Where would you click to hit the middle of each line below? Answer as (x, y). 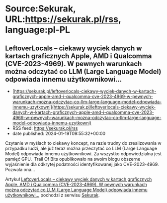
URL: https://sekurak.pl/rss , (63, 19)
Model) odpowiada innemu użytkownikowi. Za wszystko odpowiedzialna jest (83, 154)
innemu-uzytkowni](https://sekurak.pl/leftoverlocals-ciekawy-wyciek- (84, 107)
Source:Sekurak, (41, 9)
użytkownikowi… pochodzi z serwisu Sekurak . (53, 195)
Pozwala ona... (20, 169)
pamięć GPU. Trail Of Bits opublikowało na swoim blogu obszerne (73, 159)
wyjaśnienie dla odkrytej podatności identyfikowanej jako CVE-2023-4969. (82, 164)
